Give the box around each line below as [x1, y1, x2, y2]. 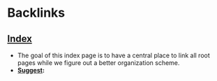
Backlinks [7, 5, 66, 21]
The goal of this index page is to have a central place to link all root [17, 51, 211, 59]
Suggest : [17, 66, 45, 74]
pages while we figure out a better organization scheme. [17, 59, 180, 67]
